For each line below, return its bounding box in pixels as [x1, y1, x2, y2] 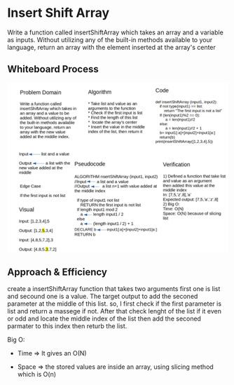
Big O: [7, 335, 25, 344]
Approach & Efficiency [7, 266, 107, 278]
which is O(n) [17, 370, 57, 379]
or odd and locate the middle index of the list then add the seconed [7, 314, 202, 323]
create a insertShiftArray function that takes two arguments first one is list [7, 285, 221, 293]
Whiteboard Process [7, 63, 99, 75]
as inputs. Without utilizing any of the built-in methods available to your [7, 35, 212, 43]
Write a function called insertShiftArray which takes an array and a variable [7, 28, 224, 36]
